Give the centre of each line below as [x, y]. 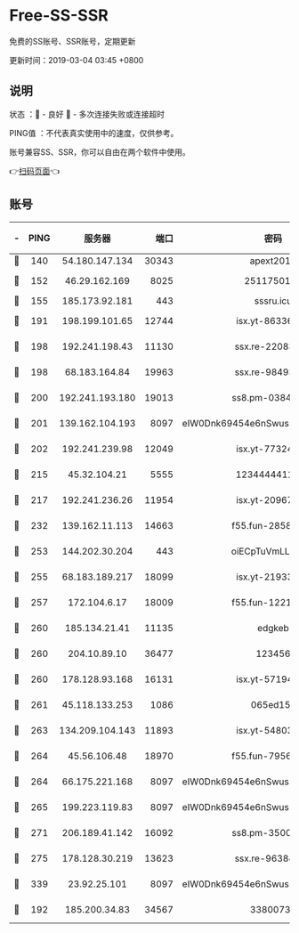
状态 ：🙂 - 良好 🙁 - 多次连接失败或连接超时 [87, 114]
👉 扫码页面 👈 [35, 171]
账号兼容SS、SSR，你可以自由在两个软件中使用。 [100, 151]
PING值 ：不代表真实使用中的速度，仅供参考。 [94, 133]
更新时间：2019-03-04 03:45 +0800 [77, 60]
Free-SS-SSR [59, 16]
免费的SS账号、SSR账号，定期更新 [73, 41]
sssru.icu [273, 301]
